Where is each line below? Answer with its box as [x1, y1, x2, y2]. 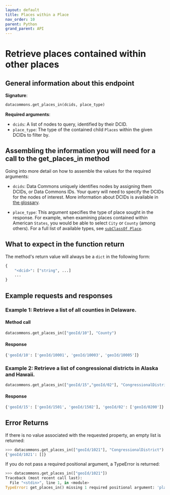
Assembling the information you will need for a [5, 146, 156, 155]
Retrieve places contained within [5, 48, 146, 60]
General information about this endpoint [5, 79, 135, 88]
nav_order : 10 [5, 17, 35, 22]
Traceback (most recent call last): [5, 476, 82, 481]
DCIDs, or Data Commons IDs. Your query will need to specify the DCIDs [12, 188, 164, 195]
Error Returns [5, 418, 49, 427]
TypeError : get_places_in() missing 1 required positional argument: [5, 485, 155, 490]
